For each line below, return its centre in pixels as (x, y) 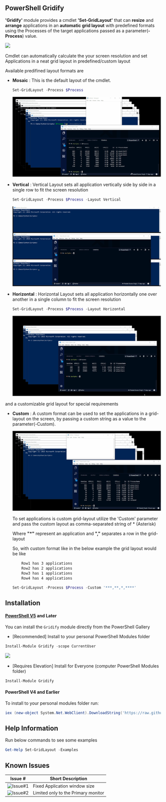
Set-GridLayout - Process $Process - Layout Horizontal (69, 309)
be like (19, 554)
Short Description (68, 779)
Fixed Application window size (64, 786)
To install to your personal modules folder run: (52, 703)
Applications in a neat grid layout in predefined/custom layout (68, 61)
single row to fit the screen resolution (50, 190)
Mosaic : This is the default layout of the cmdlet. (62, 80)
